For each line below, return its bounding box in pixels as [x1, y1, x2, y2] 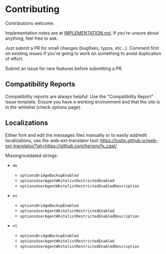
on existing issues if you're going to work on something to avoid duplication [5, 50, 161, 56]
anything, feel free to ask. [5, 35, 58, 41]
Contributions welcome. [5, 20, 55, 26]
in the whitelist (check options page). [5, 104, 82, 110]
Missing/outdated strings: [5, 152, 58, 158]
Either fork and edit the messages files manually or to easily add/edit [5, 132, 147, 138]
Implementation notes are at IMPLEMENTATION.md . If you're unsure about [5, 30, 159, 36]
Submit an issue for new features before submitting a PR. [5, 65, 123, 71]
